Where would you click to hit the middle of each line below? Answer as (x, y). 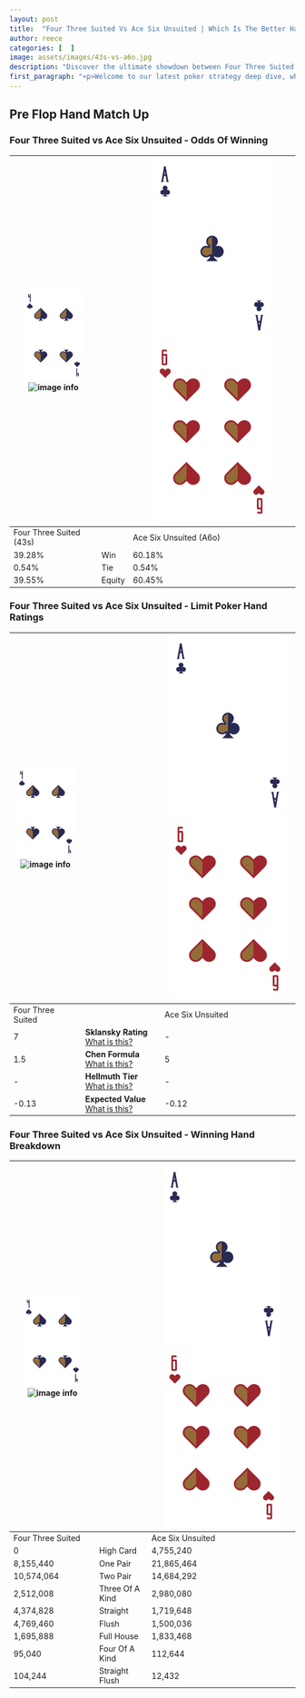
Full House (119, 1636)
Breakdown (35, 1146)
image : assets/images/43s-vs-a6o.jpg (81, 58)
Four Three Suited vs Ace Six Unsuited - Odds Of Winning (139, 141)
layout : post (34, 19)
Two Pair (116, 1575)
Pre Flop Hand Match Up (79, 115)
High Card (118, 1551)
